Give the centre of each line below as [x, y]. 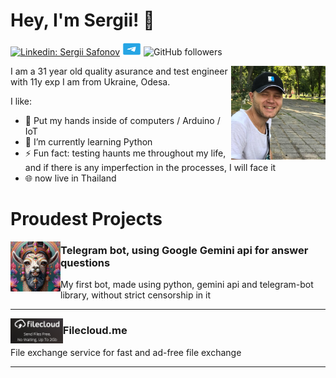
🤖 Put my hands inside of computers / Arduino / [122, 120]
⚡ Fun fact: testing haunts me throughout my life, [125, 153]
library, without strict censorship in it [136, 295]
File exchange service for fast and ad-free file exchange [126, 352]
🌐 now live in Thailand [70, 178]
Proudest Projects [86, 219]
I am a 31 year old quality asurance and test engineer [119, 71]
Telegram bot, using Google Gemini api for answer [184, 251]
